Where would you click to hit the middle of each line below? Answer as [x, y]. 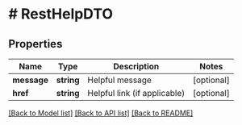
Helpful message [119, 80]
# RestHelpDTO [61, 14]
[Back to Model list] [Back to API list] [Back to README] [101, 113]
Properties [35, 44]
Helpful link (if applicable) [136, 93]
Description [136, 67]
